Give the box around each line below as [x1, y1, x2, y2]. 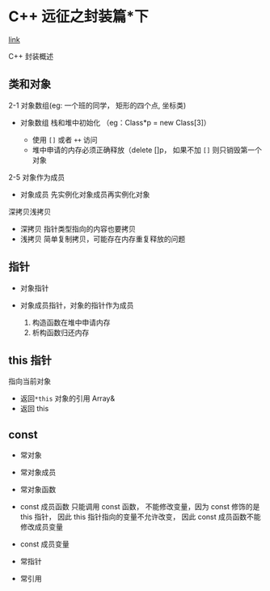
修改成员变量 [19, 522, 63, 532]
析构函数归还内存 [32, 327, 90, 337]
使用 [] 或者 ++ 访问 [32, 134, 98, 144]
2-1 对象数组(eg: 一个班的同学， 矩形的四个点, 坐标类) [8, 100, 187, 110]
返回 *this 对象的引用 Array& [19, 393, 116, 403]
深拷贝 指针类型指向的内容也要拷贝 [19, 223, 136, 233]
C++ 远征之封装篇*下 [8, 7, 150, 26]
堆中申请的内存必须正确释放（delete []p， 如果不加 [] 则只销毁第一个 [32, 145, 263, 155]
